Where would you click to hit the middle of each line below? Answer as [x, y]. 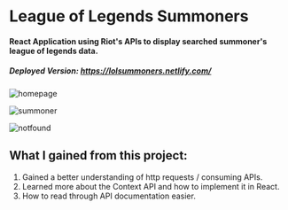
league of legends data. [54, 51]
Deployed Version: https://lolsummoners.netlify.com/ [110, 71]
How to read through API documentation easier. [109, 196]
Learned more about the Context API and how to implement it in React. [151, 186]
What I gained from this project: [98, 156]
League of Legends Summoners [129, 16]
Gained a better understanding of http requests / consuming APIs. [142, 177]
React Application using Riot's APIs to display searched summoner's [138, 41]
